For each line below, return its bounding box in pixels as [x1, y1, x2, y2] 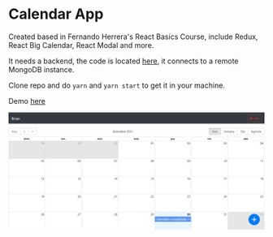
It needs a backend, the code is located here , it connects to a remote [8, 56, 239, 66]
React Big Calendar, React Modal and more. [8, 40, 154, 50]
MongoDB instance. [8, 64, 75, 74]
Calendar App [8, 5, 104, 24]
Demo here [8, 96, 46, 106]
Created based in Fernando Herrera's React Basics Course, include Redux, [8, 32, 258, 41]
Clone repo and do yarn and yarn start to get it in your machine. [8, 80, 226, 90]
